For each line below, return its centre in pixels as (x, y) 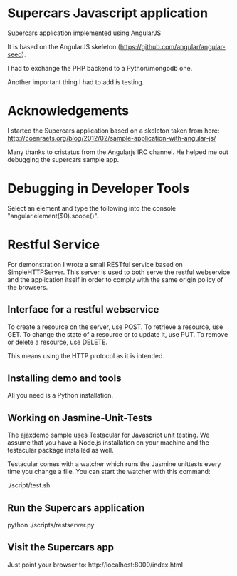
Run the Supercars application (76, 508)
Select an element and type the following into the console (92, 208)
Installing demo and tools (65, 378)
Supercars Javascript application (108, 13)
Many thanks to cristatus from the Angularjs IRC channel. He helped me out (118, 152)
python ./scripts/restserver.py (51, 525)
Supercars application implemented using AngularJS (84, 33)
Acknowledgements (68, 111)
